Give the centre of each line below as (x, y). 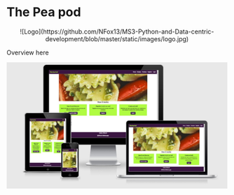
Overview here (28, 52)
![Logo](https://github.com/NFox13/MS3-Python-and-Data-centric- (117, 31)
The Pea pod (44, 12)
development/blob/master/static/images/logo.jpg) (117, 38)
